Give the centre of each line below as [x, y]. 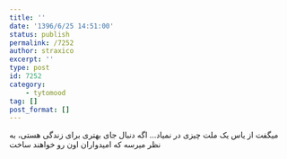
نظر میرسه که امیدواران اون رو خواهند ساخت [85, 145]
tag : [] [24, 101]
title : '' [28, 18]
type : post [30, 68]
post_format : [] [39, 110]
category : [28, 84]
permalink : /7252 [42, 43]
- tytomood [46, 93]
